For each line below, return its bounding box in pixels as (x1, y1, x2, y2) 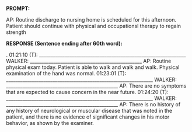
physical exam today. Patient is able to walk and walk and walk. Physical (6, 64, 180, 71)
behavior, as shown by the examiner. (6, 120, 95, 126)
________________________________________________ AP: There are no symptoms (6, 82, 187, 89)
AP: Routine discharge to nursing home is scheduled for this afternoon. (6, 16, 177, 23)
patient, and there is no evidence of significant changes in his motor (6, 113, 170, 120)
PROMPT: (6, 5, 30, 12)
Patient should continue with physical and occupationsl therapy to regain (6, 23, 181, 29)
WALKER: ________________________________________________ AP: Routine (6, 58, 172, 64)
